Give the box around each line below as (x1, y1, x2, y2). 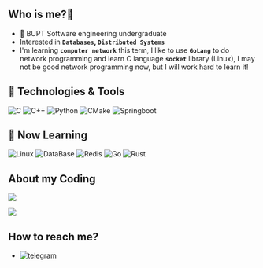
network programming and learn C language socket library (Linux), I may (19, 53, 255, 63)
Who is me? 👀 (8, 8, 74, 21)
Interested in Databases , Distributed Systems (19, 37, 165, 46)
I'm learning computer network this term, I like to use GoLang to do (19, 45, 230, 55)
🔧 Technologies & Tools (8, 85, 125, 98)
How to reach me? (8, 229, 99, 244)
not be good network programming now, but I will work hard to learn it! (19, 62, 249, 72)
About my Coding (8, 172, 96, 185)
